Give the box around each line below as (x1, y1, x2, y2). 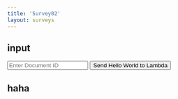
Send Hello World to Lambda (93, 62, 168, 69)
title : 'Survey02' (7, 10, 61, 17)
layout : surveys (7, 17, 54, 24)
